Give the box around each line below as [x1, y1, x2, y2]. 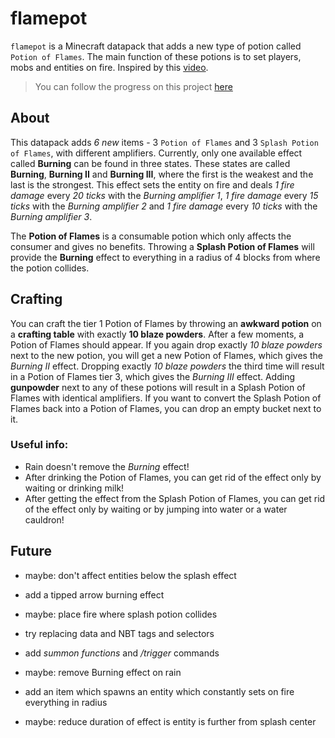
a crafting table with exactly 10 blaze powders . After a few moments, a [10, 328, 305, 340]
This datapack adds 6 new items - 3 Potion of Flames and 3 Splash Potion [10, 136, 319, 148]
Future [10, 543, 53, 560]
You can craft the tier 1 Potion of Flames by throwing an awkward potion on [10, 317, 322, 329]
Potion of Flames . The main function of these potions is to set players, [10, 50, 302, 62]
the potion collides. [10, 262, 90, 274]
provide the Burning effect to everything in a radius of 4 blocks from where [10, 251, 321, 263]
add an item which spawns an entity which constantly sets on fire [24, 685, 295, 697]
